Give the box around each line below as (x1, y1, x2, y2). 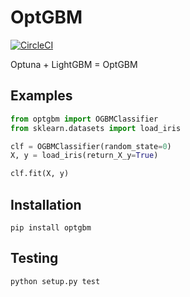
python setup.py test (10, 276, 101, 286)
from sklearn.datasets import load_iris (10, 123, 182, 133)
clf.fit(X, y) (10, 169, 70, 179)
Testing (10, 250, 59, 267)
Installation (10, 196, 82, 213)
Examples (10, 87, 73, 105)
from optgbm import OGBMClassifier (10, 114, 159, 124)
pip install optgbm (10, 222, 92, 233)
